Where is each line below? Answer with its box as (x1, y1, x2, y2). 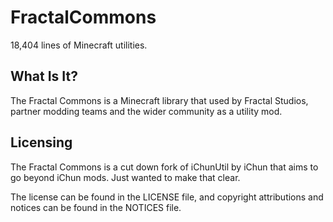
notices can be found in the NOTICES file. (10, 201, 182, 213)
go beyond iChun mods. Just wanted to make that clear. (10, 171, 241, 183)
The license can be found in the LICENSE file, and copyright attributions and (10, 191, 324, 203)
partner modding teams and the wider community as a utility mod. (10, 105, 283, 117)
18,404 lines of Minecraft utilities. (10, 39, 148, 51)
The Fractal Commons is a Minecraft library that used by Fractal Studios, (10, 94, 309, 106)
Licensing (10, 134, 73, 151)
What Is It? (10, 68, 78, 85)
